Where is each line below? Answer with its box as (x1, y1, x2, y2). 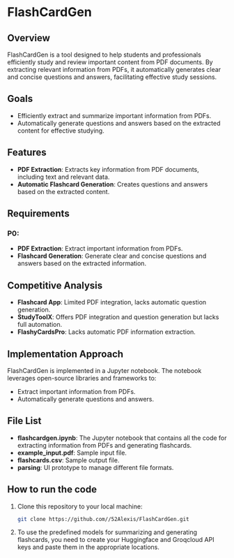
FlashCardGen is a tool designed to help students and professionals (7, 50, 202, 59)
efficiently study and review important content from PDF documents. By (7, 58, 214, 66)
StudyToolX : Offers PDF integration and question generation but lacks (17, 313, 219, 321)
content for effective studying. (17, 126, 104, 135)
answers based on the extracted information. (17, 259, 147, 267)
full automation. (17, 321, 63, 329)
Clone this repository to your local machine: (17, 502, 143, 511)
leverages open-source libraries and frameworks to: (7, 374, 157, 382)
